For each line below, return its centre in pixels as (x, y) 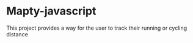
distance (17, 34)
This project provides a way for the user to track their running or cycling (97, 28)
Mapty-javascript (51, 11)
